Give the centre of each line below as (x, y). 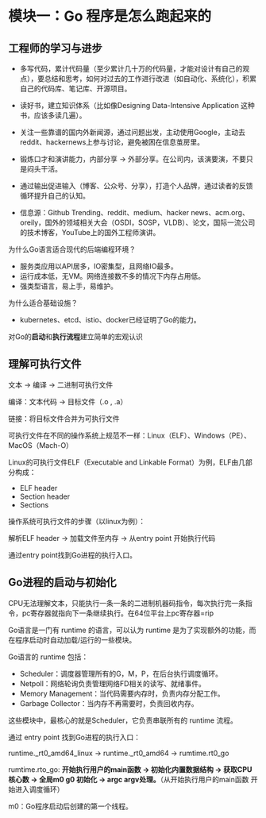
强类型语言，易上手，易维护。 (68, 286)
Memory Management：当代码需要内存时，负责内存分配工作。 (122, 693)
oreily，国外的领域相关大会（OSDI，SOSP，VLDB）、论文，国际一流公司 (137, 222)
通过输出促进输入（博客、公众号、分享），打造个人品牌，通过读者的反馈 (136, 186)
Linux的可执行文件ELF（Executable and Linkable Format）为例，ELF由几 (127, 462)
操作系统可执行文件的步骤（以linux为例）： (77, 521)
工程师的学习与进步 (55, 48)
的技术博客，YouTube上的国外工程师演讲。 (90, 232)
